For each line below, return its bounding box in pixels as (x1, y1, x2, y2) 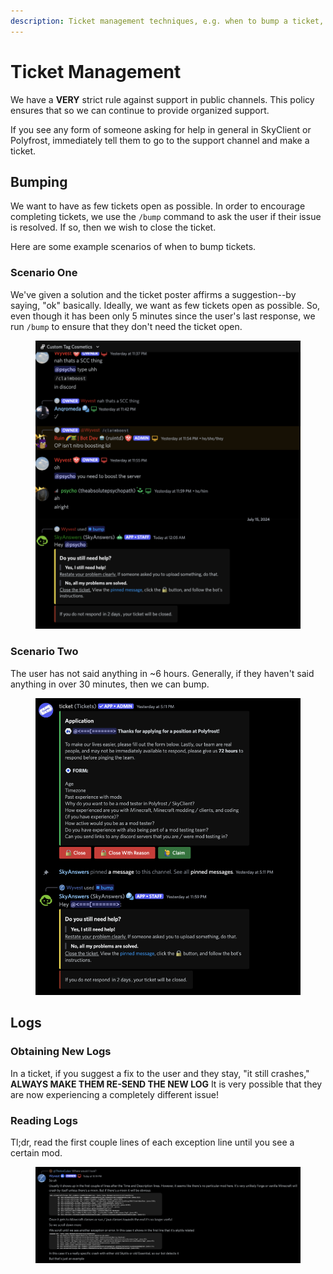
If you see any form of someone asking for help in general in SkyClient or (10, 123, 312, 135)
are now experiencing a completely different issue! (10, 1088, 220, 1100)
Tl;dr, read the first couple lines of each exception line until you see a (10, 1136, 295, 1149)
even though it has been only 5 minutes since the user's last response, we (10, 310, 316, 322)
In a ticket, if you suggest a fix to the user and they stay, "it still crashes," (10, 1067, 310, 1079)
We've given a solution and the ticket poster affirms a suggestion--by (10, 288, 297, 300)
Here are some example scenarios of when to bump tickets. (10, 241, 257, 253)
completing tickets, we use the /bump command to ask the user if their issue (10, 211, 322, 223)
